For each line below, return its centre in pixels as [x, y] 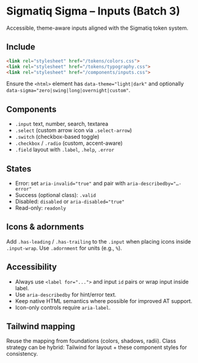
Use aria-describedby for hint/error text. [66, 295]
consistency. [22, 354]
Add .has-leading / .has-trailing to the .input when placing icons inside [99, 241]
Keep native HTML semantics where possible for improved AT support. [104, 301]
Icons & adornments [45, 227]
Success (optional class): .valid [55, 195]
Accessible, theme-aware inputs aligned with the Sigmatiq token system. [97, 28]
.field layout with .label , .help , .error [64, 150]
